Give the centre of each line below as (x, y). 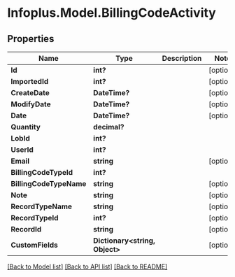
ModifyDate (31, 104)
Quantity (26, 127)
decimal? (109, 127)
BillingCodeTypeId (42, 172)
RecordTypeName (41, 206)
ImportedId (30, 81)
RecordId (26, 229)
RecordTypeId (35, 218)
